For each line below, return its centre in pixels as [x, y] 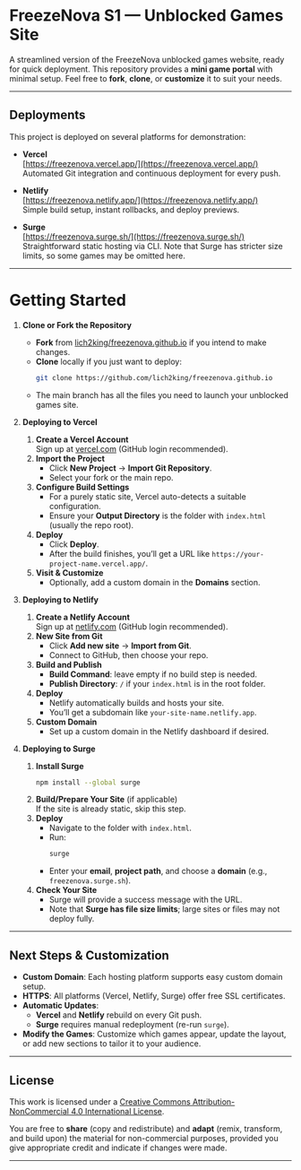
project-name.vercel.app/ [97, 564]
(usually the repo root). [91, 524]
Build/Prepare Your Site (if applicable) [107, 800]
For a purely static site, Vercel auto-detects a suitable [147, 496]
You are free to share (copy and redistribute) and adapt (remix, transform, [146, 1128]
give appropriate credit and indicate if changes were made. [118, 1148]
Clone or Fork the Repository [77, 325]
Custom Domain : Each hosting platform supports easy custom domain [152, 977]
